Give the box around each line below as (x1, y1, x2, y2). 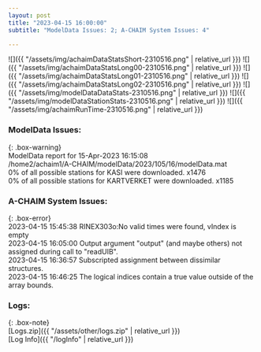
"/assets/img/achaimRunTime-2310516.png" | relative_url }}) (8, 105, 203, 114)
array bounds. (8, 280, 54, 290)
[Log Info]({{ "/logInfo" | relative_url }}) (8, 335, 134, 344)
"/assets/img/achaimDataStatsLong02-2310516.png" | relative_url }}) (18, 80, 242, 89)
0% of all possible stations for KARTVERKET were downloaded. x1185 (8, 176, 234, 185)
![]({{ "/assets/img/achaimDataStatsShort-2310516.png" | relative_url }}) (8, 54, 241, 64)
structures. (8, 263, 43, 272)
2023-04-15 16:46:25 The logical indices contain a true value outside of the (8, 272, 254, 281)
